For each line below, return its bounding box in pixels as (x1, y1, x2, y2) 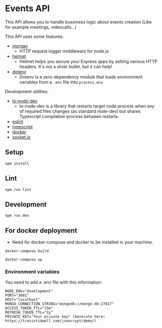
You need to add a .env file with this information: (5, 279, 102, 285)
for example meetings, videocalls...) (5, 24, 77, 30)
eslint (12, 119, 23, 124)
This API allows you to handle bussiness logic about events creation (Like (5, 19, 152, 25)
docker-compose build (5, 249, 49, 254)
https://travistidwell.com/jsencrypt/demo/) (5, 319, 97, 324)
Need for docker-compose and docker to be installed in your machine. (12, 239, 153, 245)
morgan (12, 43, 28, 49)
